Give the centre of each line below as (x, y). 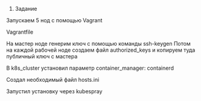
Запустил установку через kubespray (54, 91)
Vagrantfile (20, 32)
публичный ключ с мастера (42, 56)
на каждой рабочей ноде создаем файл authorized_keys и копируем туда (101, 50)
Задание (26, 9)
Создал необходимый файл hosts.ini (53, 80)
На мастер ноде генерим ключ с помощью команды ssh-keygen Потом (99, 44)
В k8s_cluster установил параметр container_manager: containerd (90, 68)
